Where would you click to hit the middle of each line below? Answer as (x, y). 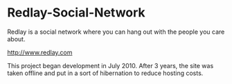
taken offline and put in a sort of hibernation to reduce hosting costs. (105, 73)
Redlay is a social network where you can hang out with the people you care (116, 32)
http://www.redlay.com (40, 52)
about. (16, 39)
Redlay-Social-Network (76, 13)
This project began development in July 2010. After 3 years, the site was (110, 65)
